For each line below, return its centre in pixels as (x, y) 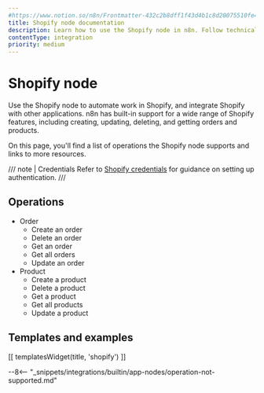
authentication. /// (37, 178)
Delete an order (57, 237)
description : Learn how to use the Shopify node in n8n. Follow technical (133, 30)
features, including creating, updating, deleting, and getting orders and (123, 122)
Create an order (57, 230)
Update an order (58, 263)
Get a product (53, 296)
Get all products (57, 304)
